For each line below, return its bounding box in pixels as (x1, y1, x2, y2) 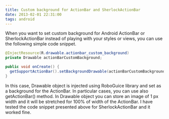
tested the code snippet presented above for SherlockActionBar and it (5, 103, 150, 110)
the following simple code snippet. (5, 41, 76, 47)
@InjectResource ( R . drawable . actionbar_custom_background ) (5, 50, 129, 55)
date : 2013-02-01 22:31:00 (5, 12, 62, 17)
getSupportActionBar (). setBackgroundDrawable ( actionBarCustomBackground (10, 69, 165, 74)
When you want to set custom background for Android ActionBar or (5, 30, 145, 36)
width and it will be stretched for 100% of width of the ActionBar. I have (5, 98, 153, 104)
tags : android (5, 16, 35, 21)
